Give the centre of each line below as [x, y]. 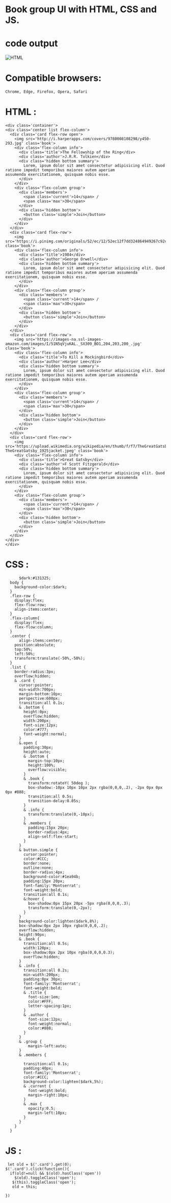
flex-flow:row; [31, 605]
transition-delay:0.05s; [54, 801]
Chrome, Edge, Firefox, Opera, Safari [46, 92]
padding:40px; [38, 1068]
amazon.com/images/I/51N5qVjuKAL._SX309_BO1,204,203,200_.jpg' [74, 344]
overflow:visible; [47, 770]
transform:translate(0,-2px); [60, 908]
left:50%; [25, 654]
